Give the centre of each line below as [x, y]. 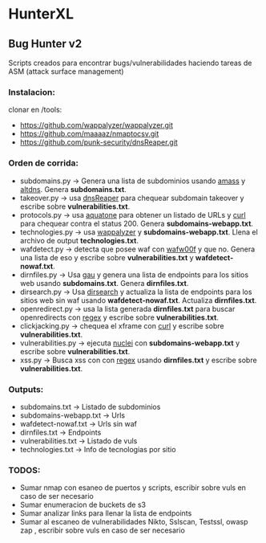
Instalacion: [32, 92]
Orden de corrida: [43, 163]
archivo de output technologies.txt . [79, 240]
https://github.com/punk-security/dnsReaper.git [99, 142]
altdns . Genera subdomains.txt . [73, 189]
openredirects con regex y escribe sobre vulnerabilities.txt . [119, 317]
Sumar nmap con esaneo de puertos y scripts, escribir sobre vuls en [133, 488]
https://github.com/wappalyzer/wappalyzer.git [97, 125]
